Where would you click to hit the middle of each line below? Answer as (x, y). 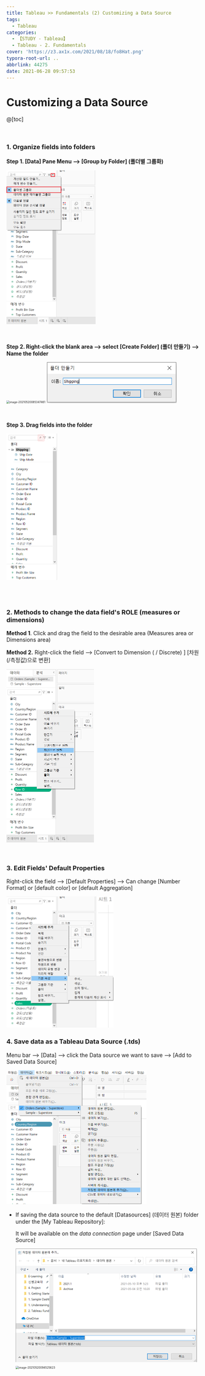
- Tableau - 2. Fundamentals (49, 45)
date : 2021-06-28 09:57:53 (41, 71)
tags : (13, 19)
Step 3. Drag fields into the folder (49, 425)
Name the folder (28, 354)
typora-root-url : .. (33, 58)
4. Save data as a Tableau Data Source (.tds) (74, 1042)
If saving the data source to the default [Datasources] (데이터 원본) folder (107, 1215)
